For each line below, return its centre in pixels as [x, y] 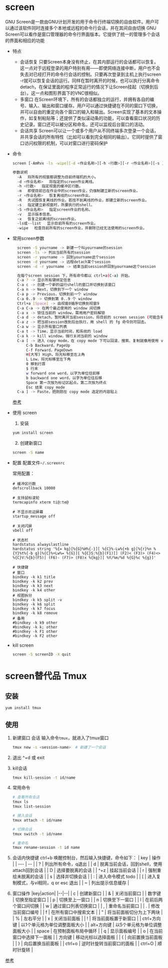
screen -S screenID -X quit [41, 655]
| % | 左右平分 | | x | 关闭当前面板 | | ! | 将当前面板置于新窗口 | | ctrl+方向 [86, 918]
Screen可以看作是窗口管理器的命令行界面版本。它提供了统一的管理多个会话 [82, 34]
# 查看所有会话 [26, 797]
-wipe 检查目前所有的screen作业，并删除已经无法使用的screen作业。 [82, 228]
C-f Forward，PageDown [49, 350]
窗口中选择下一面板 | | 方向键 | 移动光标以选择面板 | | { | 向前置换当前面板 [87, 937]
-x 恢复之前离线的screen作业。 [48, 219]
